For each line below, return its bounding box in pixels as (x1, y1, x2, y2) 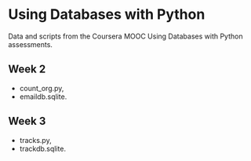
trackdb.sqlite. (19, 144, 67, 153)
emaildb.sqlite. (19, 92, 67, 101)
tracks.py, (19, 135, 53, 145)
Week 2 (8, 63, 46, 76)
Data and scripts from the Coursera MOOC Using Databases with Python (8, 31, 243, 41)
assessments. (8, 39, 53, 49)
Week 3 (8, 115, 46, 128)
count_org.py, (19, 83, 64, 93)
